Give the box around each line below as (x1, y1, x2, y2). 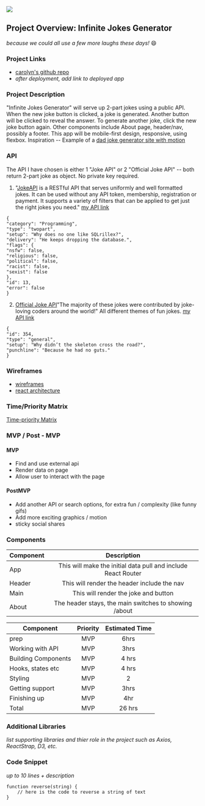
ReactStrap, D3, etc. (6, 742, 57, 750)
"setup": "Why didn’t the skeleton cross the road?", (6, 342, 146, 348)
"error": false (6, 285, 45, 291)
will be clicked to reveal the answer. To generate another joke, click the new (6, 117, 197, 125)
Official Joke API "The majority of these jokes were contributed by (15, 301, 181, 308)
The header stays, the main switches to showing (54, 599, 192, 607)
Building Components (9, 654, 71, 662)
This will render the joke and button (72, 588, 174, 597)
